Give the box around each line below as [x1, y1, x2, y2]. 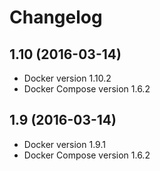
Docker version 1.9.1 [23, 138, 106, 150]
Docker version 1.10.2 [23, 72, 112, 84]
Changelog [9, 6, 103, 29]
